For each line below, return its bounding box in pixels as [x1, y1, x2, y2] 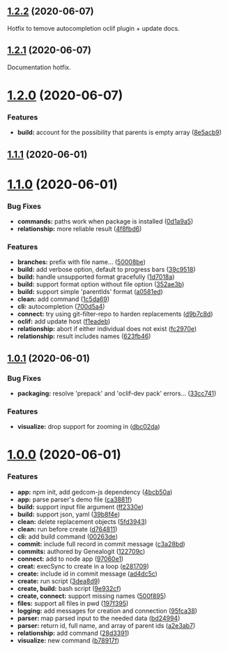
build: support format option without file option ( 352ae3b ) [17, 280, 185, 288]
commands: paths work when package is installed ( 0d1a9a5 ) [17, 217, 194, 226]
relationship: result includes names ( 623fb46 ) [17, 332, 151, 341]
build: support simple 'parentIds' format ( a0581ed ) [17, 288, 163, 296]
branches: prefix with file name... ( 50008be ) [17, 258, 146, 266]
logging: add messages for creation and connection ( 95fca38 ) [17, 606, 197, 615]
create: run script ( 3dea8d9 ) [17, 576, 100, 585]
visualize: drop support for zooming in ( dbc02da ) [17, 423, 160, 431]
